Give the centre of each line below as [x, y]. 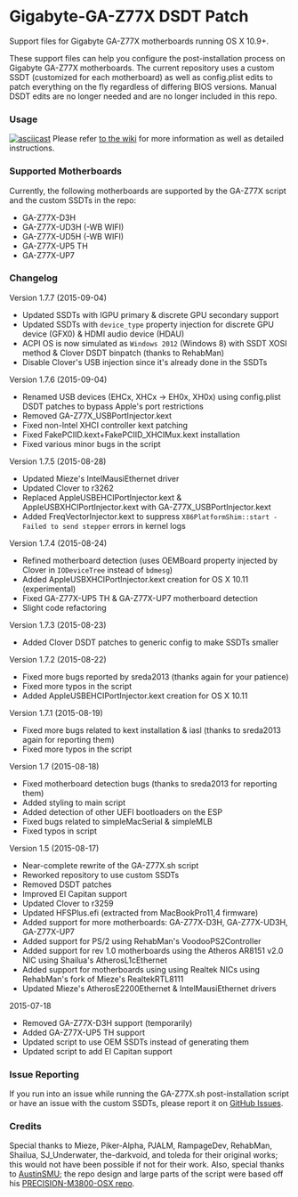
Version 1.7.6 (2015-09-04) [58, 379]
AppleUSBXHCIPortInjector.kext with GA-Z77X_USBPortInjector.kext [146, 507]
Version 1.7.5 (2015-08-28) [58, 461]
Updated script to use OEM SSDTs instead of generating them [135, 1042]
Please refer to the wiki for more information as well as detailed [168, 139]
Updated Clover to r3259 [68, 903]
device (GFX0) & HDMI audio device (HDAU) [103, 334]
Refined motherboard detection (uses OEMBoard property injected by [150, 560]
